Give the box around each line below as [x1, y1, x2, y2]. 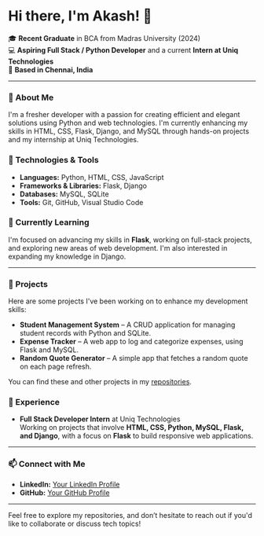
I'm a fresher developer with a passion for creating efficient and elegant [8, 110, 240, 119]
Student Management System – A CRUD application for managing [19, 320, 236, 329]
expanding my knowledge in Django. [8, 251, 126, 261]
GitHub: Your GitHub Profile [19, 487, 110, 497]
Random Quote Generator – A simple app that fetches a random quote [19, 354, 249, 363]
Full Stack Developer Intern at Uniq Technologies [19, 414, 181, 424]
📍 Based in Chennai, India [8, 64, 93, 74]
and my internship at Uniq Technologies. [8, 135, 139, 145]
